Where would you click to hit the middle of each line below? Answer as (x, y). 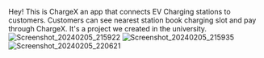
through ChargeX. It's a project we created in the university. (108, 29)
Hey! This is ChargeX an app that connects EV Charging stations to (120, 12)
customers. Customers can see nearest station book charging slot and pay (132, 20)
